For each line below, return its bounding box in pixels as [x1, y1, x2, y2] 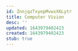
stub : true [6, 36, 33, 42]
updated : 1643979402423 [6, 25, 65, 31]
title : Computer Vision [6, 14, 65, 20]
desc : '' [6, 19, 28, 25]
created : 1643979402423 [6, 30, 65, 36]
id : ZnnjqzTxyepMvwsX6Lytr [6, 8, 72, 15]
